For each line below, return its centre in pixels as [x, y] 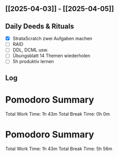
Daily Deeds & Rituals [40, 26]
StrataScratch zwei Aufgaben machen [52, 39]
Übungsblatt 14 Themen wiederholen [51, 56]
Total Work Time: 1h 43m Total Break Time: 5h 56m [59, 148]
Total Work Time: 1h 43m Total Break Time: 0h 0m [58, 114]
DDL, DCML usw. [30, 50]
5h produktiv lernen [33, 62]
